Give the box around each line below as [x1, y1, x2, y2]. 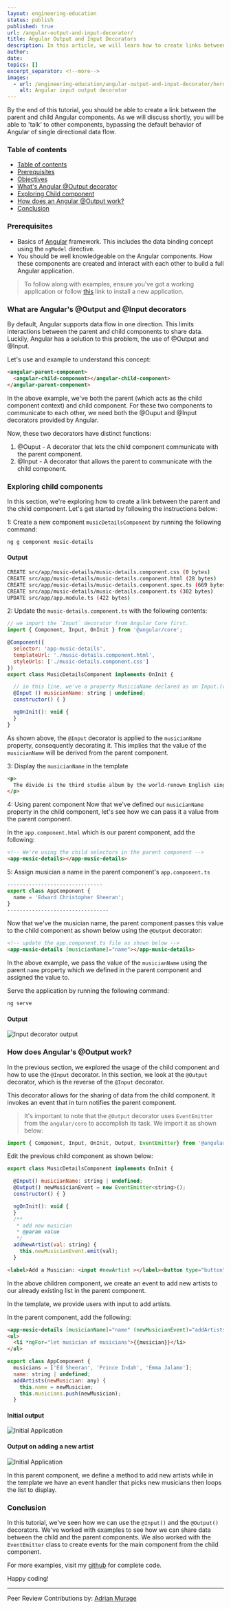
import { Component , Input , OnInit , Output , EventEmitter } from [7, 1139, 195, 1146]
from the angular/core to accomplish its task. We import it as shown [23, 1119, 217, 1127]
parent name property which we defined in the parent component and [7, 966, 201, 974]
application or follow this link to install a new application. [23, 287, 184, 295]
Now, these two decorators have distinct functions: [7, 429, 152, 437]
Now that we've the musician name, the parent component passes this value [7, 919, 223, 927]
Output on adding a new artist [7, 1442, 94, 1451]
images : [7, 74, 30, 81]
